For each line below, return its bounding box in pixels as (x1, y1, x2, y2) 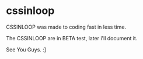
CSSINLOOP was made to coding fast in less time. (6, 23, 127, 30)
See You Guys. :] (6, 46, 47, 53)
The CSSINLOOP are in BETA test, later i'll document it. (6, 34, 138, 41)
